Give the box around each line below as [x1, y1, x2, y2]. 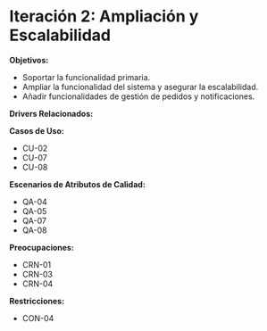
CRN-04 [21, 278, 54, 289]
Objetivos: [9, 54, 49, 65]
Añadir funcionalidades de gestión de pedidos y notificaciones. [21, 91, 255, 102]
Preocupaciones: [9, 242, 74, 252]
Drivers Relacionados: [9, 108, 94, 119]
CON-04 [21, 312, 54, 323]
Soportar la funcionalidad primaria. [21, 71, 151, 82]
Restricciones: [9, 295, 65, 306]
